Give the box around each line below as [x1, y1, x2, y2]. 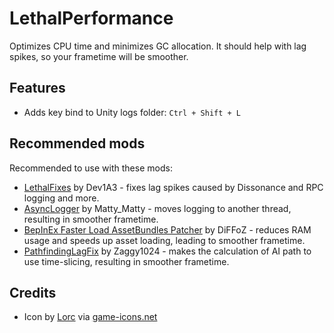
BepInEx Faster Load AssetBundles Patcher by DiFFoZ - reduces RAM [23, 223, 312, 236]
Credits [9, 284, 57, 301]
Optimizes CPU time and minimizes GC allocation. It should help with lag [9, 40, 307, 52]
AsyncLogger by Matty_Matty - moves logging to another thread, [23, 202, 292, 214]
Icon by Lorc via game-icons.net [23, 311, 158, 323]
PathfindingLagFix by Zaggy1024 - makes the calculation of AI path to [23, 245, 312, 257]
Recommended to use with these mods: [9, 162, 173, 174]
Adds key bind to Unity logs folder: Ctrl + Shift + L [23, 106, 242, 118]
